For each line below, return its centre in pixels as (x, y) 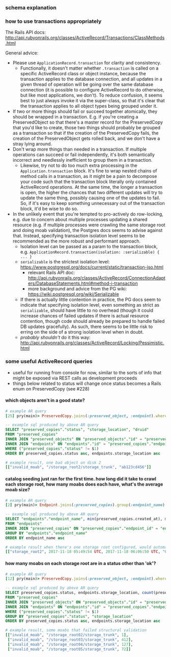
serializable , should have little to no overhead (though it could (87, 310)
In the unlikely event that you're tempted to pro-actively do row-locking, (88, 214)
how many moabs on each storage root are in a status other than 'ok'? (81, 563)
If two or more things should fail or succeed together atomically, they (85, 111)
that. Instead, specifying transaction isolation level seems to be (79, 236)
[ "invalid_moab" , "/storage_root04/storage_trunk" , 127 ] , (70, 644)
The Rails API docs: (26, 33)
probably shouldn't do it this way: (55, 338)
